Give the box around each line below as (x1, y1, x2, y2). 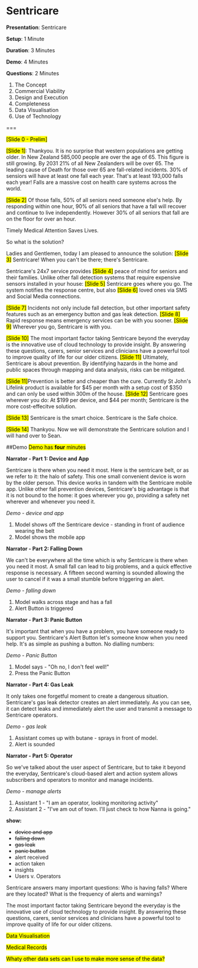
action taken (14, 860, 46, 867)
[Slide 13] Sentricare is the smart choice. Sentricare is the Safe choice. (6, 414, 178, 421)
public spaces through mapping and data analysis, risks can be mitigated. (6, 366, 186, 373)
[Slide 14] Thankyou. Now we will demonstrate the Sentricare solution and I (6, 426, 189, 433)
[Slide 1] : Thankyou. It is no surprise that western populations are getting (6, 147, 183, 154)
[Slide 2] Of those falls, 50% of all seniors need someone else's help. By (6, 196, 182, 203)
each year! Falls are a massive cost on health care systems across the (6, 178, 177, 186)
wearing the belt (14, 527, 55, 534)
